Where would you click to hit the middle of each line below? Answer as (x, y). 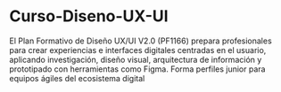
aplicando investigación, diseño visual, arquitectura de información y (136, 59)
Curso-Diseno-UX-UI (89, 16)
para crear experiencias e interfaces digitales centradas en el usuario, (138, 50)
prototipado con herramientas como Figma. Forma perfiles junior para (137, 69)
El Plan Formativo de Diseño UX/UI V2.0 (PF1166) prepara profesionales (140, 41)
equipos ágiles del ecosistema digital (77, 78)
